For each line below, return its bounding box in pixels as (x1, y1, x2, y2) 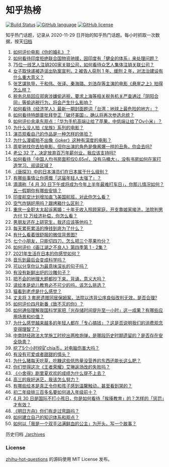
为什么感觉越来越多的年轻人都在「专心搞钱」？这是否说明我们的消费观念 (13, 319, 163, 325)
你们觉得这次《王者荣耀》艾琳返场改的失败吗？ (13, 364, 110, 370)
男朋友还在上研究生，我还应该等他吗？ (13, 219, 93, 225)
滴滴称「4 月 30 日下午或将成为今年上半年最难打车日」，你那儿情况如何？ (13, 181, 164, 187)
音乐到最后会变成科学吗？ (13, 256, 66, 262)
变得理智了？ (13, 326, 40, 332)
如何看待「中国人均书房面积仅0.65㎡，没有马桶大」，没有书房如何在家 (13, 156, 157, 162)
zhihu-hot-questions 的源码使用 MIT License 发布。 (6, 456, 113, 462)
